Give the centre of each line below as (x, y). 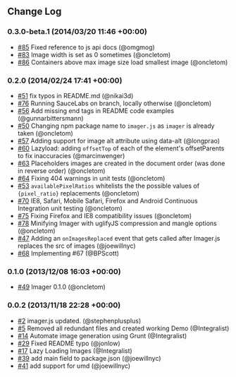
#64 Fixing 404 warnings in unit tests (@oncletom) (91, 178)
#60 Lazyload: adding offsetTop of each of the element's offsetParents (121, 148)
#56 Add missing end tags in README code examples (96, 110)
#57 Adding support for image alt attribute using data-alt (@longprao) (119, 140)
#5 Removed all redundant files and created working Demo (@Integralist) (123, 328)
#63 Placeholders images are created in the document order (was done (121, 163)
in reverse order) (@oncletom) (61, 170)
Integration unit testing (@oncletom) (70, 208)
